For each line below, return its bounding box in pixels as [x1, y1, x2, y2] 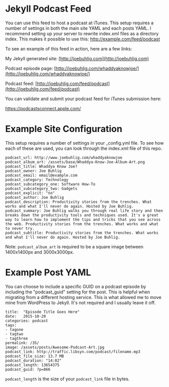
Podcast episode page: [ [5, 65, 56, 71]
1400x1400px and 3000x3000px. [5, 249, 74, 255]
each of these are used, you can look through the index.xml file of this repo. [5, 145, 162, 151]
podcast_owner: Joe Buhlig [5, 168, 62, 174]
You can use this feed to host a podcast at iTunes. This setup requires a [5, 20, 154, 26]
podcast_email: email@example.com [5, 173, 78, 178]
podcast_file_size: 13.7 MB [5, 354, 64, 359]
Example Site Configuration [5, 123, 122, 135]
